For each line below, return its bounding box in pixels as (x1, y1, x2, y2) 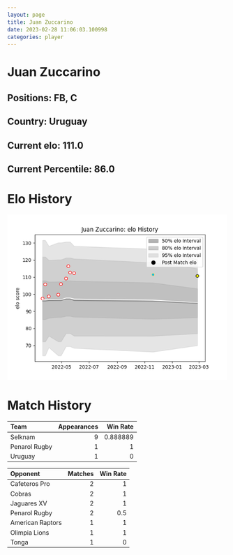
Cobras (10, 489, 31, 498)
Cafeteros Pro (10, 480, 50, 488)
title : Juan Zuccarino (7, 18, 73, 26)
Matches (67, 470, 94, 478)
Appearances (58, 422, 99, 431)
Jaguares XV (10, 499, 47, 508)
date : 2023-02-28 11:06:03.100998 (7, 26, 108, 33)
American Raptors (10, 519, 62, 527)
